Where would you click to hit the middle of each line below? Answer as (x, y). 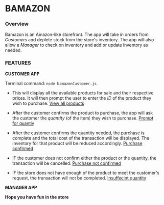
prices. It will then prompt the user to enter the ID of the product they (82, 98)
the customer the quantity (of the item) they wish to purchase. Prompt (83, 118)
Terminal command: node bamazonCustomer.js (51, 83)
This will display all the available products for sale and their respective (83, 93)
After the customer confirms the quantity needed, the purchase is (78, 133)
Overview (17, 24)
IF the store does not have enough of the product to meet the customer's (86, 173)
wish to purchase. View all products (48, 103)
